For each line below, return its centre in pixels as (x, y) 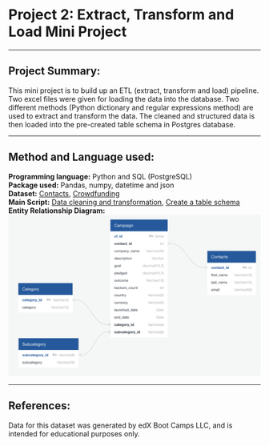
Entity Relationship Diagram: (57, 211)
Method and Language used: (81, 157)
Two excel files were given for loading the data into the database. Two (124, 98)
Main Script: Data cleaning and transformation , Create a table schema (124, 202)
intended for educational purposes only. (74, 433)
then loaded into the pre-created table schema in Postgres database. (122, 124)
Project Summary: (54, 71)
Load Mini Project (68, 32)
